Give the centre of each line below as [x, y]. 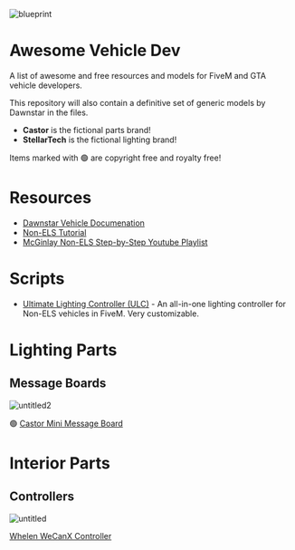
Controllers [42, 497]
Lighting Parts [63, 350]
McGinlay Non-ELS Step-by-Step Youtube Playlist [115, 242]
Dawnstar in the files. [49, 112]
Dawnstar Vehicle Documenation [83, 223]
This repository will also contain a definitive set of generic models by [138, 102]
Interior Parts [60, 463]
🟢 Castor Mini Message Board [67, 423]
